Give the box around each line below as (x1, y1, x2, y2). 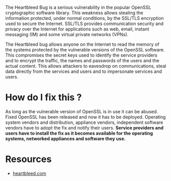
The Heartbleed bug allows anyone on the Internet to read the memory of (5, 41, 160, 47)
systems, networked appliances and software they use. (5, 135, 126, 142)
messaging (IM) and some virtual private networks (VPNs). (5, 32, 129, 37)
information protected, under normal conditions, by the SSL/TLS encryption (5, 15, 164, 21)
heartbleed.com (12, 170, 46, 176)
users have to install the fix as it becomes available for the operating (5, 130, 153, 136)
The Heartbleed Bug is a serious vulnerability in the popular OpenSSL (5, 5, 152, 10)
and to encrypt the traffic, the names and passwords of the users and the (5, 58, 160, 63)
